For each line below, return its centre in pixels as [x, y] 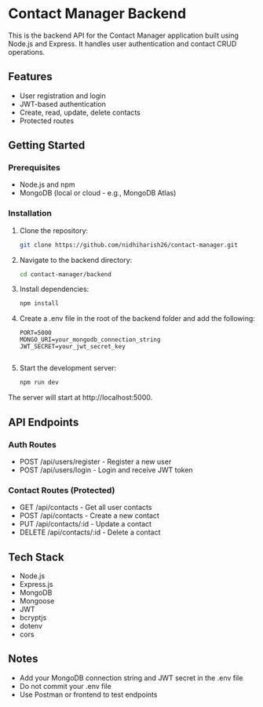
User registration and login [62, 96]
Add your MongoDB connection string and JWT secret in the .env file [131, 678]
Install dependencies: [54, 289]
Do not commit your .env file [65, 686]
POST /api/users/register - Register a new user [95, 461]
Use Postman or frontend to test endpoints [88, 694]
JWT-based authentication [62, 104]
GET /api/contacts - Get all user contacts [86, 508]
